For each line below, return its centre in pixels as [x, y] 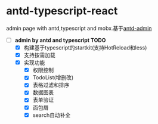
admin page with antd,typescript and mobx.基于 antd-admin [79, 28]
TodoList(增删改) [53, 77]
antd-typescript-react [62, 11]
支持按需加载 [39, 55]
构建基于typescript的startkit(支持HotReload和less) [85, 48]
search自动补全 [52, 115]
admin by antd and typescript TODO [60, 40]
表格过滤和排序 [51, 85]
